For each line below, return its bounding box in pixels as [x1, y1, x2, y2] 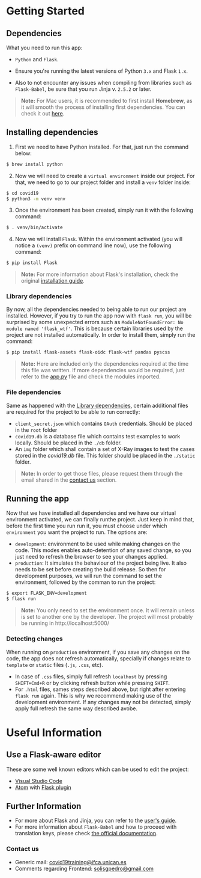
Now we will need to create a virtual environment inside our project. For [14, 172, 195, 179]
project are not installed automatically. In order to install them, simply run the [6, 331, 196, 339]
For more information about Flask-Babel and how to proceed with [14, 823, 177, 830]
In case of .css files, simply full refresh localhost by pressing [14, 672, 167, 680]
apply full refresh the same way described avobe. [14, 705, 138, 712]
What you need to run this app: [6, 44, 83, 51]
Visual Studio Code [14, 777, 63, 784]
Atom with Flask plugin [14, 784, 71, 791]
